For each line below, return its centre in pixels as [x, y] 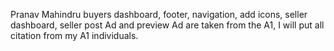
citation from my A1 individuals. [74, 35]
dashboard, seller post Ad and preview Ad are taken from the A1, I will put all [167, 25]
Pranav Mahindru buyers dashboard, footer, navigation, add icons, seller [159, 14]
